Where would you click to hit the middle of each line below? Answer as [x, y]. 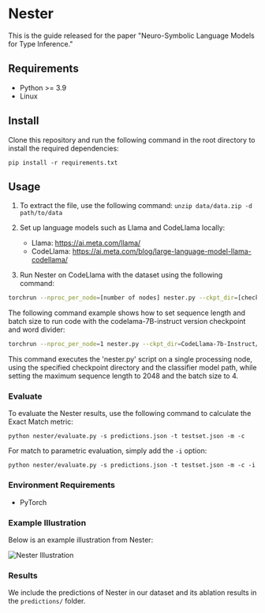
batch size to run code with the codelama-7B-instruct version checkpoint [127, 321]
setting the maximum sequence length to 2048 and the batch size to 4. [123, 376]
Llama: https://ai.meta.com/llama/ [86, 243]
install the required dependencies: [64, 148]
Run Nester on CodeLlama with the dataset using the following [121, 275]
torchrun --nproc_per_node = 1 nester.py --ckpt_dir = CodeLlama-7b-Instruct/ [134, 344]
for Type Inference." [41, 43]
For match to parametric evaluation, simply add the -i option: [108, 451]
